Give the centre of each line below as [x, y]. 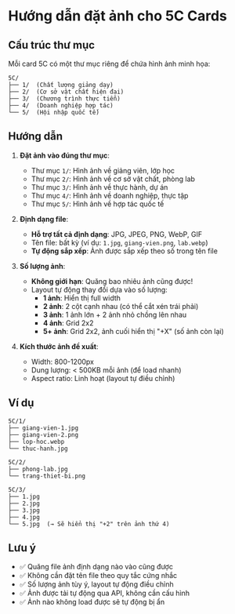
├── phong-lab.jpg [38, 469]
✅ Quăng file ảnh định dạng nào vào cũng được [96, 567]
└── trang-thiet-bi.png [47, 476]
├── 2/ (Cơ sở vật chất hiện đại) [66, 92]
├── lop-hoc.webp [36, 441]
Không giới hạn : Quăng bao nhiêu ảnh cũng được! [112, 281]
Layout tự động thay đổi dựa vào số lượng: [99, 289]
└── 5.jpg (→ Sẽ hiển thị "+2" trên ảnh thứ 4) [89, 524]
